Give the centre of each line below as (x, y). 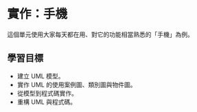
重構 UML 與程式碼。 (47, 102)
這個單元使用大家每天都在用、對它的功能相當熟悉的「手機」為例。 (100, 34)
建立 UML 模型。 (40, 76)
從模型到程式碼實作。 (47, 93)
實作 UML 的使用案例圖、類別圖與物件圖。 (77, 85)
